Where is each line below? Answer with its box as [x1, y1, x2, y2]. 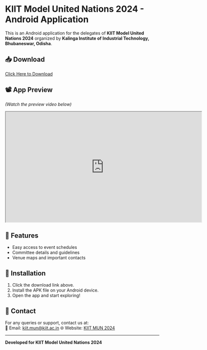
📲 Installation [5, 269, 46, 277]
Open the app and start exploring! [12, 293, 81, 298]
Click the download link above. [12, 282, 74, 288]
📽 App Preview [5, 86, 53, 94]
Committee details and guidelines [12, 249, 80, 256]
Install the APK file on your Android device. [12, 287, 99, 293]
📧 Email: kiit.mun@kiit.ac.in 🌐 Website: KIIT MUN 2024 [5, 325, 115, 331]
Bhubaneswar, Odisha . [5, 40, 52, 46]
